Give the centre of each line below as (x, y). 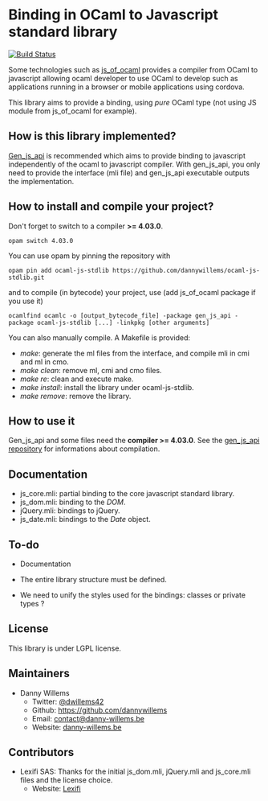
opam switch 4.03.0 (41, 240)
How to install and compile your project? (111, 207)
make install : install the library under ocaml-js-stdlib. (107, 387)
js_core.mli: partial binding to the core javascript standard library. (127, 494)
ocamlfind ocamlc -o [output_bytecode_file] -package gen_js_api (120, 315)
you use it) (26, 301)
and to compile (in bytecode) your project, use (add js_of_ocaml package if (132, 292)
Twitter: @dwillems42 (68, 701)
